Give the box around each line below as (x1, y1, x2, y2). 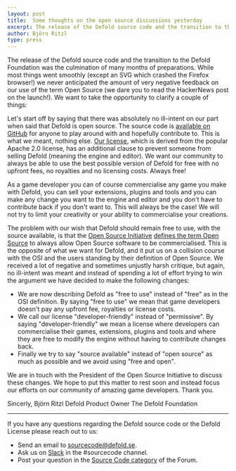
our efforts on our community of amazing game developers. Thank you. (7, 386, 214, 394)
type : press (7, 37, 42, 44)
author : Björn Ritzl (7, 30, 68, 37)
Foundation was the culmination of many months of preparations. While (7, 63, 214, 72)
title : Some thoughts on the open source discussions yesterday (7, 17, 202, 24)
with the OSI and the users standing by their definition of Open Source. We (7, 254, 223, 263)
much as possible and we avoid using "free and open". (17, 357, 176, 366)
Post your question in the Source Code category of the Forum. (17, 456, 198, 465)
